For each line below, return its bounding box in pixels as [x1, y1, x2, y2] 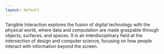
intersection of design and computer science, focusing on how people [5, 38, 152, 44]
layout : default [5, 7, 40, 13]
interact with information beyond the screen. [5, 43, 98, 49]
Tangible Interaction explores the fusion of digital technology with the [5, 21, 151, 28]
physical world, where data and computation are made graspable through [5, 26, 159, 33]
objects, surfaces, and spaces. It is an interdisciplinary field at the [5, 32, 143, 38]
